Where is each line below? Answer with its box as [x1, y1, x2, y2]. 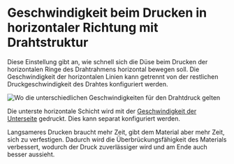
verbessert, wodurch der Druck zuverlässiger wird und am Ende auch [7, 142, 207, 151]
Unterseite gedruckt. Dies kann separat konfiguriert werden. [7, 114, 180, 123]
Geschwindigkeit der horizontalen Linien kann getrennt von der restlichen [7, 72, 219, 81]
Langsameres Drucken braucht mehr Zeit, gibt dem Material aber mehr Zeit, [7, 128, 225, 136]
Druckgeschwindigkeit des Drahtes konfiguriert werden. [7, 80, 168, 88]
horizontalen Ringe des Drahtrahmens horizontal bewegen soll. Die [7, 65, 200, 73]
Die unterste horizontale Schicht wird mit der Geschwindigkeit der [7, 107, 197, 115]
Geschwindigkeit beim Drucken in [7, 5, 207, 21]
